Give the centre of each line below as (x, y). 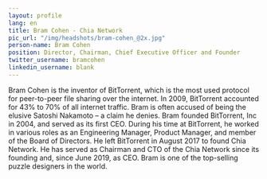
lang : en (23, 23)
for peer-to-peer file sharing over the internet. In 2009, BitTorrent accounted (133, 98)
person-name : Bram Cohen (49, 45)
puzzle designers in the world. (58, 166)
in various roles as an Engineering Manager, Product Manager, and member (132, 132)
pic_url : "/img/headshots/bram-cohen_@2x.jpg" (87, 38)
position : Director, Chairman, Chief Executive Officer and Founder (124, 53)
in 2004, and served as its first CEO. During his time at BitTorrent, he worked (133, 123)
